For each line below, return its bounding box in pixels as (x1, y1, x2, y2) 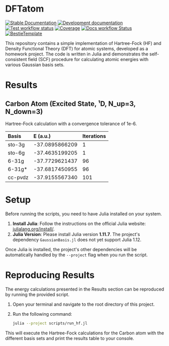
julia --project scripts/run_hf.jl (12, 321, 88, 326)
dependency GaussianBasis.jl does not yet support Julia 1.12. (12, 237, 142, 243)
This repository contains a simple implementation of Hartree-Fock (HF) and (5, 40, 161, 46)
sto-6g (8, 149, 25, 156)
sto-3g (8, 141, 25, 148)
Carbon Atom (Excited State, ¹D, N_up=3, (5, 99, 136, 108)
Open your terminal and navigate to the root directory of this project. (12, 301, 155, 307)
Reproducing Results (5, 269, 95, 281)
